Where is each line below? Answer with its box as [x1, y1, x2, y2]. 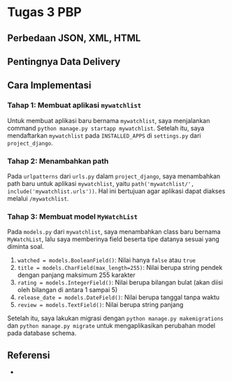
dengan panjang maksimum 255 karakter [17, 271, 136, 280]
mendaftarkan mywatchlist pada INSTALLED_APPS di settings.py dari [7, 131, 201, 140]
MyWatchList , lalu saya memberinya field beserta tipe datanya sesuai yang [7, 235, 220, 243]
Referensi [7, 349, 50, 361]
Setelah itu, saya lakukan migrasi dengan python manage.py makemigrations [7, 314, 224, 322]
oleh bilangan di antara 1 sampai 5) [17, 286, 118, 294]
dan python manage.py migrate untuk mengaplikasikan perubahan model [7, 322, 215, 330]
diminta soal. [7, 243, 44, 251]
